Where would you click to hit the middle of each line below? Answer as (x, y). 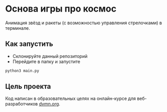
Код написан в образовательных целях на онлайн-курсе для (70, 98)
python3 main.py (22, 71)
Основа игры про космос (61, 9)
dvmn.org (49, 104)
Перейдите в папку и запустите (46, 62)
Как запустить (29, 44)
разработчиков (22, 104)
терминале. (18, 28)
